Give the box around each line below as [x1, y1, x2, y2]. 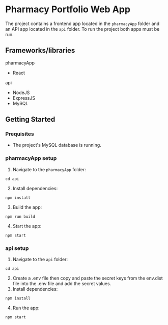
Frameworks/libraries [5, 46, 75, 55]
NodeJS [12, 89, 30, 96]
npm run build [5, 214, 36, 219]
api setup [5, 244, 29, 251]
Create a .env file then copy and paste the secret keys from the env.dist [12, 275, 163, 282]
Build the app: [12, 204, 42, 210]
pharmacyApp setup [5, 155, 57, 162]
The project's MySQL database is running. [12, 142, 102, 148]
